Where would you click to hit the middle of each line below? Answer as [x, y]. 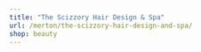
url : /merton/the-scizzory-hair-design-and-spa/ [101, 26]
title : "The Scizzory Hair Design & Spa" [87, 17]
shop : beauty [33, 33]
